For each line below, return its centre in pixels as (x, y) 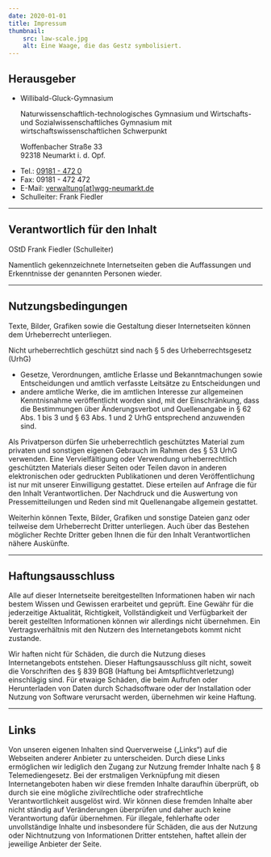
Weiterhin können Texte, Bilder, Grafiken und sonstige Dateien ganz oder (129, 517)
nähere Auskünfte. (39, 543)
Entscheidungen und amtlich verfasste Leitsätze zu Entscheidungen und (140, 383)
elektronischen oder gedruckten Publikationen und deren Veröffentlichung (132, 476)
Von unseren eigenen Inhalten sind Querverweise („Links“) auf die (118, 749)
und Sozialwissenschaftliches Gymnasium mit (96, 122)
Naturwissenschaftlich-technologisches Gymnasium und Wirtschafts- (135, 113)
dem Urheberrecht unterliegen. (60, 334)
